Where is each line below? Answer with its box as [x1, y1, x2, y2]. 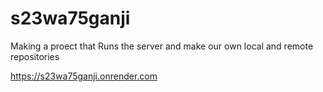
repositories [10, 50, 60, 62]
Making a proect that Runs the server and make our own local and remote [10, 40, 314, 52]
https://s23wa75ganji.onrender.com [10, 70, 158, 82]
